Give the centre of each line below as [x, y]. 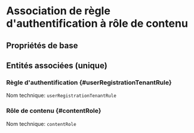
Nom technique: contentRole [41, 123]
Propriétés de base [42, 45]
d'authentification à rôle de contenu [97, 23]
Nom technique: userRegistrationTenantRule [61, 96]
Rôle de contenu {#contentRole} [54, 111]
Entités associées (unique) [57, 66]
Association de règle [58, 11]
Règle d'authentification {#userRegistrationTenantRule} [89, 83]
